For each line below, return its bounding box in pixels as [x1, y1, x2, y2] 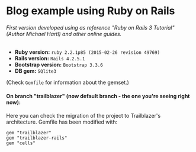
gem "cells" [6, 140, 36, 146]
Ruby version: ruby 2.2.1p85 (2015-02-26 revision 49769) [14, 48, 160, 56]
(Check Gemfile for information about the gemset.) [6, 79, 129, 86]
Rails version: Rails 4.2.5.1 [14, 55, 85, 62]
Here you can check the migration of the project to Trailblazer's [6, 112, 161, 119]
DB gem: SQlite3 [14, 67, 57, 75]
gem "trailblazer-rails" [6, 135, 68, 141]
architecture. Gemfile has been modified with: [6, 118, 118, 125]
